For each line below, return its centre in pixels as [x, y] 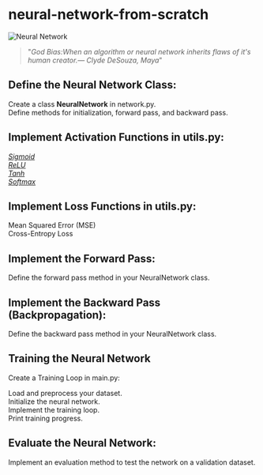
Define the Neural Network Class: [92, 85]
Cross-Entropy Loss [41, 234]
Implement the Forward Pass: [82, 258]
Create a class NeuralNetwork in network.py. [82, 104]
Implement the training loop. [54, 409]
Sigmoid [22, 156]
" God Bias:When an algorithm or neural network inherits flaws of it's [139, 51]
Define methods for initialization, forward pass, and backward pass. [118, 112]
